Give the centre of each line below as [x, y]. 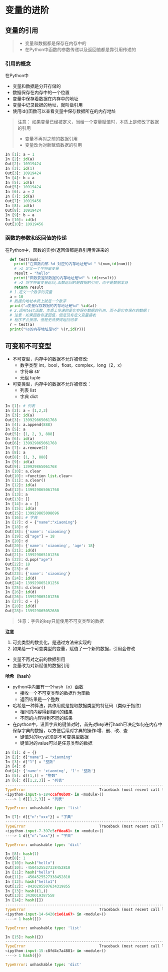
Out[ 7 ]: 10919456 [23, 201]
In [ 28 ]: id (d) [21, 606]
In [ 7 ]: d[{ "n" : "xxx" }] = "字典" [39, 817]
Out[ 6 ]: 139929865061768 [31, 443]
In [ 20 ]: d [16, 541]
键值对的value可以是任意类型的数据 [56, 743]
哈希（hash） [19, 676]
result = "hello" [32, 273]
